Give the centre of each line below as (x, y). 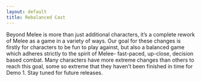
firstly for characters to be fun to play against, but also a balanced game (95, 47)
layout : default (26, 12)
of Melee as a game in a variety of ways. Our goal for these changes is (94, 41)
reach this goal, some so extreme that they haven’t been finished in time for (100, 66)
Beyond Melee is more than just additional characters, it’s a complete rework (100, 34)
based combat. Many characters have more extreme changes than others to (100, 60)
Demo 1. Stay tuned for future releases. (55, 72)
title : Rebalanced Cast (36, 17)
